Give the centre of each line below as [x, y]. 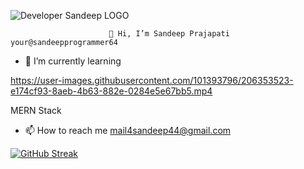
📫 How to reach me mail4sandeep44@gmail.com [128, 130]
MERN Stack [36, 110]
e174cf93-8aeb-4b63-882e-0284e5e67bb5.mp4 [111, 91]
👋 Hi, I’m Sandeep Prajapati [169, 34]
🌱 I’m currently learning [73, 61]
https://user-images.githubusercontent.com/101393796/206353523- [152, 80]
